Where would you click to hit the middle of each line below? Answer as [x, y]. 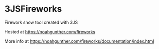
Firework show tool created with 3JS [41, 22]
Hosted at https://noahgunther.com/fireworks [50, 32]
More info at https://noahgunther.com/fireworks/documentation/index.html [79, 41]
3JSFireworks [33, 9]
